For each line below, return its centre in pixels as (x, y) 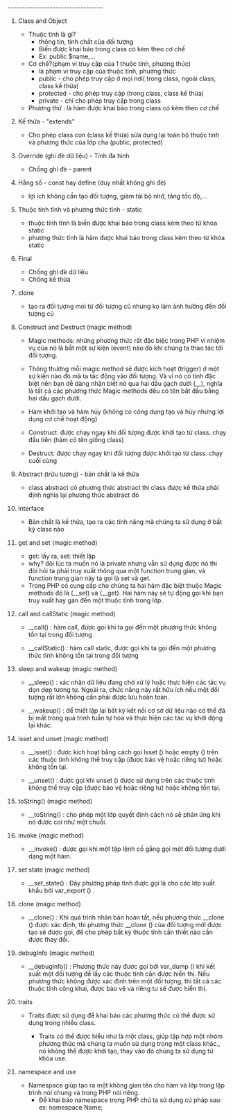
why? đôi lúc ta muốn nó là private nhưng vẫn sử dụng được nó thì (123, 564)
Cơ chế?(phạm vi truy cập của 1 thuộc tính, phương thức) (110, 64)
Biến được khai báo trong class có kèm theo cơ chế (112, 49)
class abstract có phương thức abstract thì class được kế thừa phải (123, 488)
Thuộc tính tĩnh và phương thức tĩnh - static (80, 210)
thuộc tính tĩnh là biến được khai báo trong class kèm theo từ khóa (123, 223)
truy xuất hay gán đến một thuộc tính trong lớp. (96, 600)
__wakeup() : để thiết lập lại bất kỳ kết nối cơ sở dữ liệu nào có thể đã (127, 710)
